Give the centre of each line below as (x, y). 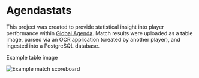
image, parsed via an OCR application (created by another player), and (94, 39)
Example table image (32, 57)
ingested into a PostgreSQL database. (53, 46)
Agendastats (39, 10)
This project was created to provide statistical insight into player (85, 27)
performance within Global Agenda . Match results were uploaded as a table (99, 33)
